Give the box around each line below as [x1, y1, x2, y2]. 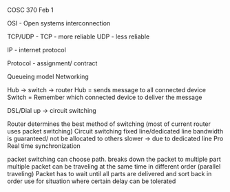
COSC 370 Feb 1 [7, 6, 54, 14]
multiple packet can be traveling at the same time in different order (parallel [7, 162, 221, 171]
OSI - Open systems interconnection [7, 19, 111, 27]
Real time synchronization [7, 142, 81, 150]
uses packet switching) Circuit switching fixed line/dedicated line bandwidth [7, 127, 224, 135]
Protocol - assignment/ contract [7, 59, 98, 67]
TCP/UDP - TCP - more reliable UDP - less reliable [7, 32, 150, 41]
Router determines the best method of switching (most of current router [7, 120, 211, 128]
